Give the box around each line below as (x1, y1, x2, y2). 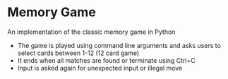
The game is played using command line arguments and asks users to (17, 41, 221, 49)
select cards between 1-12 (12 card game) (17, 49, 140, 57)
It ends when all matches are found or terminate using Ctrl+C (17, 56, 196, 64)
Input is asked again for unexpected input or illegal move (17, 63, 183, 72)
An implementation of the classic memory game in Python (7, 28, 176, 36)
